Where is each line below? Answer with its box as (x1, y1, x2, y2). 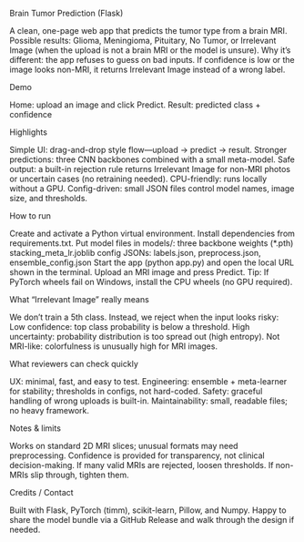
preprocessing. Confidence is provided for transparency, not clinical (9, 450, 266, 461)
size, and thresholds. (9, 193, 88, 203)
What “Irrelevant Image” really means (9, 294, 150, 304)
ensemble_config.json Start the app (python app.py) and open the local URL (9, 257, 294, 268)
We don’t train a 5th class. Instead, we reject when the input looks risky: (9, 312, 279, 322)
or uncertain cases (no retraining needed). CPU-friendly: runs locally (9, 173, 268, 184)
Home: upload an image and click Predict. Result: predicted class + (9, 99, 261, 110)
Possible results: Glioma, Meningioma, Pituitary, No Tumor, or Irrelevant (9, 36, 277, 46)
